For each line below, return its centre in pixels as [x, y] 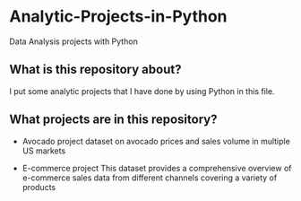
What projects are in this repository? [113, 120]
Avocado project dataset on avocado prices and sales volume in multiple [156, 141]
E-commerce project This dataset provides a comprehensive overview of [157, 168]
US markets [44, 151]
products [39, 187]
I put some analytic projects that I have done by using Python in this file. [142, 91]
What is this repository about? [95, 70]
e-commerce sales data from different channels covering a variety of [150, 178]
